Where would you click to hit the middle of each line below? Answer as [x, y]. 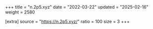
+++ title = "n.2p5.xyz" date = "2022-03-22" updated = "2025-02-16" [77, 7]
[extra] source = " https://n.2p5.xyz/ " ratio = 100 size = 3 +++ [67, 22]
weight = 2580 [20, 12]
